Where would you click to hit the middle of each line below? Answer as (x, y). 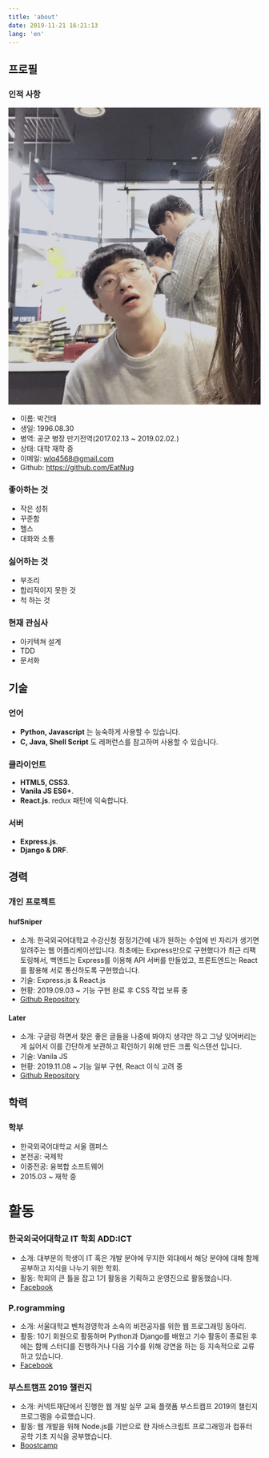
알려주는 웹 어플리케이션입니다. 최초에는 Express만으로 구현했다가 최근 (130, 950)
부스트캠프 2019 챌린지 (50, 1388)
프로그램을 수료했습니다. (58, 1416)
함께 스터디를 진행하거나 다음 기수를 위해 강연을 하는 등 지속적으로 (137, 1346)
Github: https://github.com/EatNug (77, 467)
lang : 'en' (26, 34)
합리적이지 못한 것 (48, 590)
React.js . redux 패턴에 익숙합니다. (74, 800)
